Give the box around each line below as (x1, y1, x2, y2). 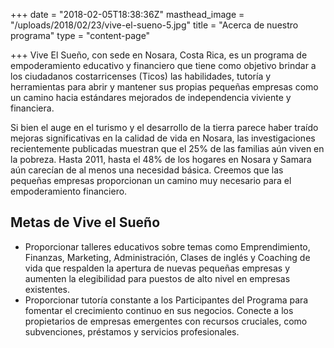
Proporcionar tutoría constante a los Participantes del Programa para (24, 294, 309, 306)
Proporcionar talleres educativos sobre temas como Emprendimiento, (24, 240, 311, 253)
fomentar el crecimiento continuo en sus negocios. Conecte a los (24, 304, 294, 316)
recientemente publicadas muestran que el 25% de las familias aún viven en (10, 143, 325, 154)
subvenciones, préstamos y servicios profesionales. (24, 325, 240, 338)
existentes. (24, 283, 70, 295)
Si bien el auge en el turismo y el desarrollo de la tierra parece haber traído (10, 122, 319, 133)
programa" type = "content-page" (10, 30, 151, 41)
